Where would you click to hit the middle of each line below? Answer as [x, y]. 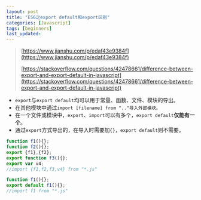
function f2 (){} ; [28, 147]
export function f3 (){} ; [37, 158]
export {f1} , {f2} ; [29, 152]
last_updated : [24, 34]
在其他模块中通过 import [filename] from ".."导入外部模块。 [88, 107]
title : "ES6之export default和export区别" [58, 17]
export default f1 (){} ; [36, 186]
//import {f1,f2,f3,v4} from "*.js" [52, 169]
